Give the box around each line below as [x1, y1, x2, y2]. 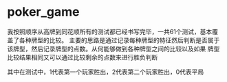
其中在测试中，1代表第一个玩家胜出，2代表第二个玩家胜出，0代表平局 [7, 68, 204, 76]
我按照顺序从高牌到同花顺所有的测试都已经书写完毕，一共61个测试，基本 [7, 27, 213, 36]
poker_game [7, 4, 80, 20]
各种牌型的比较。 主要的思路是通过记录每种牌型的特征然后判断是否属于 [19, 36, 220, 44]
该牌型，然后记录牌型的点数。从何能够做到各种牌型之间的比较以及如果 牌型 [7, 44, 220, 53]
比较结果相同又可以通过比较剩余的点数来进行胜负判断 [7, 53, 158, 61]
